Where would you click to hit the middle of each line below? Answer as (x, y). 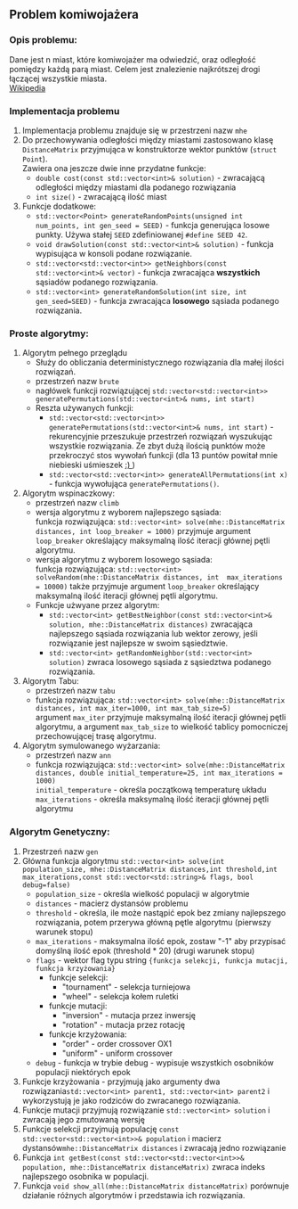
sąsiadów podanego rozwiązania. (97, 282)
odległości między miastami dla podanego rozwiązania (136, 187)
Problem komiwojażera (74, 15)
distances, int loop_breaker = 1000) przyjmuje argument (143, 531)
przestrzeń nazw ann (73, 755)
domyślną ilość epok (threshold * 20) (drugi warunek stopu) (145, 950)
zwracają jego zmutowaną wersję (83, 1119)
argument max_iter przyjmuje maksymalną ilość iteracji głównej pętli (161, 718)
